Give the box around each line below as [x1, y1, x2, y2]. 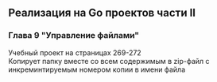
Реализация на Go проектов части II [8, 6, 196, 20]
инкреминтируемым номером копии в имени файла [8, 65, 185, 74]
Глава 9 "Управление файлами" [8, 30, 140, 41]
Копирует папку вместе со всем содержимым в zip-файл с [8, 56, 210, 65]
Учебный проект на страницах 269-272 [8, 47, 141, 58]
